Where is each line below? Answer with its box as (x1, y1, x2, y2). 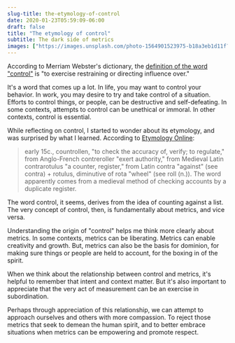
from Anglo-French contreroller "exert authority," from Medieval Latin (24, 155, 224, 163)
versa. (7, 213, 26, 221)
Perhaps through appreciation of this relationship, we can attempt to (7, 306, 204, 314)
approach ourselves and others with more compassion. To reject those (7, 313, 211, 321)
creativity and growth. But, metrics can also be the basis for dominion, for (7, 241, 220, 249)
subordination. (7, 292, 49, 300)
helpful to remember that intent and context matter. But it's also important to (7, 277, 227, 286)
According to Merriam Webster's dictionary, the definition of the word (7, 62, 208, 70)
